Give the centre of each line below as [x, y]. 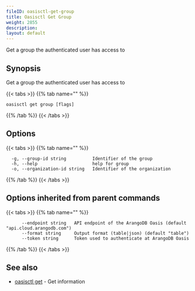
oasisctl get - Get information [50, 282]
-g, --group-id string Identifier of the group [82, 159]
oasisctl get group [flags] [40, 104]
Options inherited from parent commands [83, 198]
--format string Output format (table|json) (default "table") [105, 233]
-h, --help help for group [70, 164]
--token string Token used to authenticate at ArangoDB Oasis [105, 238]
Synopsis [23, 68]
